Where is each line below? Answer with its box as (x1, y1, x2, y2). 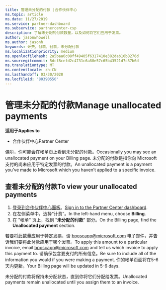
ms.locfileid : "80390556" (5, 77, 59, 82)
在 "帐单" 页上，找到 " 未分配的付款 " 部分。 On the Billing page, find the (12, 217, 157, 223)
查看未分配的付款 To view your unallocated (5, 183, 137, 191)
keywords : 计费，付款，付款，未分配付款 (5, 44, 80, 49)
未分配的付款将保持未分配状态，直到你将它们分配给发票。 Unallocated (5, 273, 148, 279)
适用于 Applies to (5, 127, 40, 133)
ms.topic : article (5, 12, 43, 17)
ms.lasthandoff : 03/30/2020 (5, 72, 64, 77)
